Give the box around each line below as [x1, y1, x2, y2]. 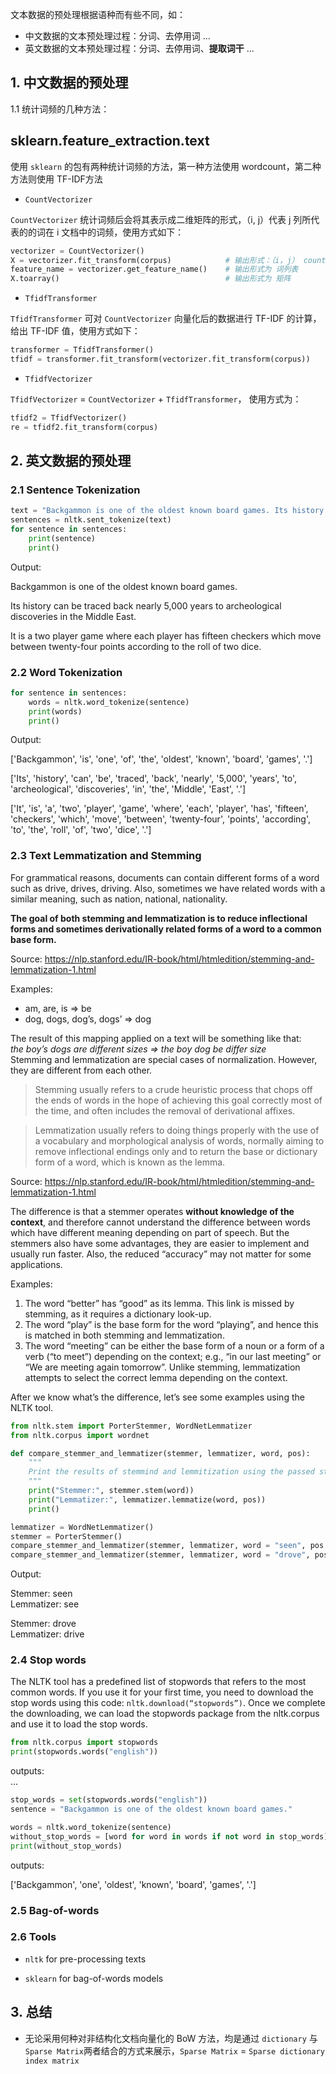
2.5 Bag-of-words [10, 1903, 100, 1917]
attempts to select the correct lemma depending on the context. [24, 1371, 288, 1383]
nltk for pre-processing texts [24, 1953, 147, 1965]
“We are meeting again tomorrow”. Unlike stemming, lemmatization [24, 1361, 301, 1373]
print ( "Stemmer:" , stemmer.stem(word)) [28, 1486, 195, 1496]
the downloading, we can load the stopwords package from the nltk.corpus [10, 1708, 320, 1720]
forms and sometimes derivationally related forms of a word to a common [10, 923, 322, 935]
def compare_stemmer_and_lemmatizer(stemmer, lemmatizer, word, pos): [10, 1448, 311, 1458]
